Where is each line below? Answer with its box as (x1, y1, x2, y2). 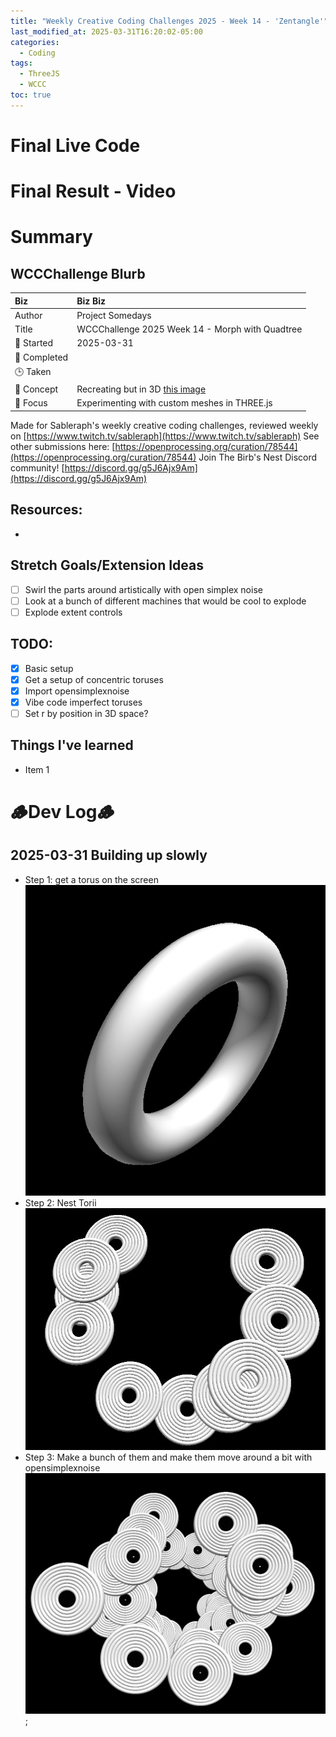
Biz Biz (76, 295, 107, 307)
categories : (10, 37, 60, 47)
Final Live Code (10, 134, 141, 157)
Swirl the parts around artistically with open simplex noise (24, 583, 263, 595)
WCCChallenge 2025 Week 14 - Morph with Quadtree (76, 323, 303, 335)
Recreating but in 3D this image (76, 383, 207, 395)
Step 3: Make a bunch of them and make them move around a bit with (24, 1451, 313, 1463)
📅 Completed (14, 351, 69, 363)
